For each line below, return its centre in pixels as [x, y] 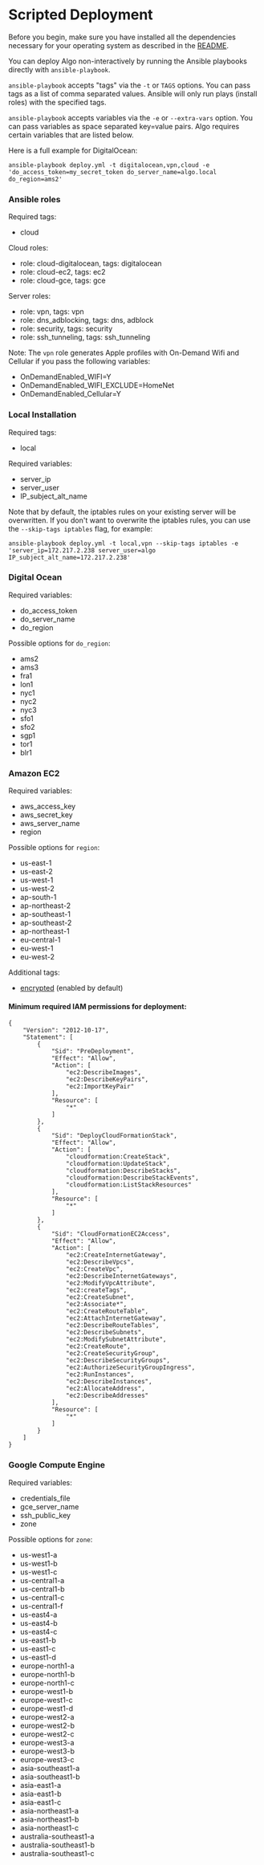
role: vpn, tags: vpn [52, 312]
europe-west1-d [47, 1708]
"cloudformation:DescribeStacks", [123, 1171]
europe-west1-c [47, 1700]
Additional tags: [34, 972]
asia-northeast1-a [49, 1810]
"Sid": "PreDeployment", [93, 1052]
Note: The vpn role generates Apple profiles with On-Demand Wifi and [124, 353]
